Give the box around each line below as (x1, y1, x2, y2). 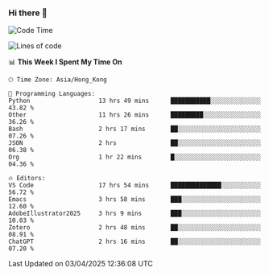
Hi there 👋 (8, 7, 48, 19)
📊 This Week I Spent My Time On (8, 57, 122, 67)
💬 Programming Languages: (8, 90, 95, 98)
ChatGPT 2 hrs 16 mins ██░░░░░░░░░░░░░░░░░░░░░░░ (8, 237, 262, 246)
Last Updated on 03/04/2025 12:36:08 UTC (8, 259, 153, 269)
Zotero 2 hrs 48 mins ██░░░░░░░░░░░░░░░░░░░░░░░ (8, 224, 262, 232)
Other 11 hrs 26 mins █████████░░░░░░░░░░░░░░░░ (8, 111, 262, 119)
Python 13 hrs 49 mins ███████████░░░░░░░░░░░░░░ (8, 97, 262, 105)
